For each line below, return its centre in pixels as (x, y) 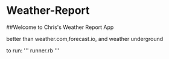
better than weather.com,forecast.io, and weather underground (85, 39)
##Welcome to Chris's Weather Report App (60, 27)
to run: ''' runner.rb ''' (33, 50)
